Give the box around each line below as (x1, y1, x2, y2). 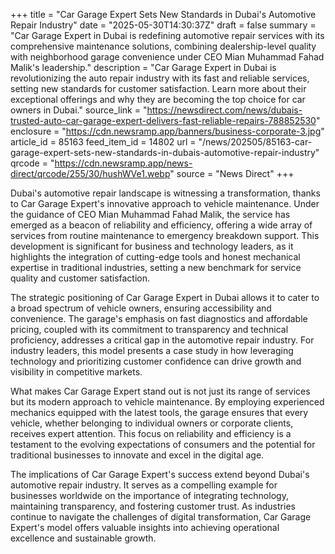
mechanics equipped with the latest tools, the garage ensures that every (10, 407, 309, 418)
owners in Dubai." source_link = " (10, 104, 148, 116)
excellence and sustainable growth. (10, 532, 157, 544)
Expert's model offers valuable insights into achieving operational (10, 522, 280, 533)
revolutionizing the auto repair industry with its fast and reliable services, (10, 72, 310, 84)
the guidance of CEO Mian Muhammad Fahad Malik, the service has (10, 209, 291, 220)
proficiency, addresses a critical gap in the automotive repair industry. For (10, 334, 315, 346)
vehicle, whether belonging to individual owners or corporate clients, (10, 417, 294, 429)
